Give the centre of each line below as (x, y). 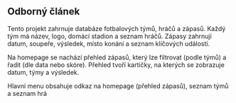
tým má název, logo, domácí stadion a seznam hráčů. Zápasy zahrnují (109, 36)
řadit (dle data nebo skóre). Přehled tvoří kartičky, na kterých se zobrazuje (116, 65)
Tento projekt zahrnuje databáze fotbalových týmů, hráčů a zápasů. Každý (117, 28)
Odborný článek (44, 12)
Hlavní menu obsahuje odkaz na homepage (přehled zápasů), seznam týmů (118, 86)
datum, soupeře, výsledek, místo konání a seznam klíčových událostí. (109, 43)
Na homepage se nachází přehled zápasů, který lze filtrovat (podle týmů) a (117, 57)
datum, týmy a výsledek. (43, 72)
